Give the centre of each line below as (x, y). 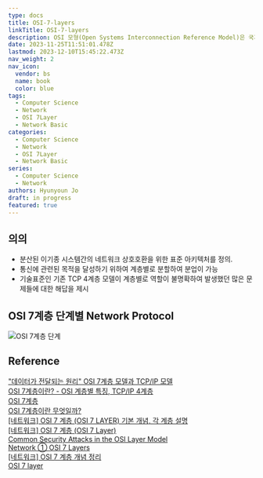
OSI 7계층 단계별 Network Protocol (91, 316)
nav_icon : (24, 67)
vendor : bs (33, 74)
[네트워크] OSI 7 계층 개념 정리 (55, 457)
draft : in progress (40, 198)
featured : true (33, 205)
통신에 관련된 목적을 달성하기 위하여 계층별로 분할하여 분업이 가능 (119, 269)
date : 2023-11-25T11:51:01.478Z (61, 45)
